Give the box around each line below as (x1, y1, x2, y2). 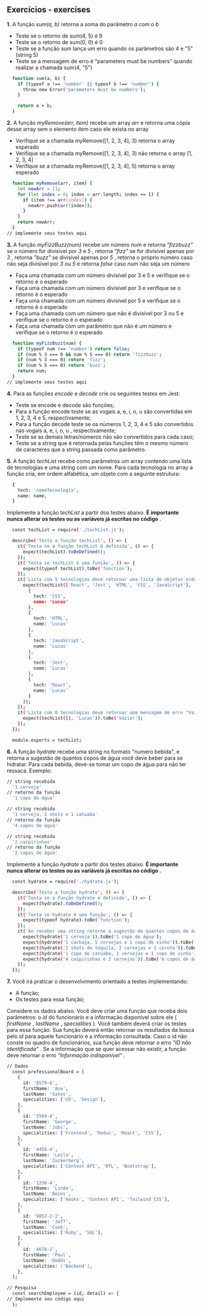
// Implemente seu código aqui (7, 1296, 85, 1302)
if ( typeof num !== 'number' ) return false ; (17, 346, 130, 352)
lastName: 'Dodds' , (22, 1257, 71, 1263)
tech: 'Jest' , (33, 659, 69, 666)
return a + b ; (17, 103, 52, 109)
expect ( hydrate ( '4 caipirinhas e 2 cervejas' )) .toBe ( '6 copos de (22, 956, 188, 962)
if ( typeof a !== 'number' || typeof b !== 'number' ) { (17, 81, 160, 87)
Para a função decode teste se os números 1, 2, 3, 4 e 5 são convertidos (15, 420, 194, 427)
